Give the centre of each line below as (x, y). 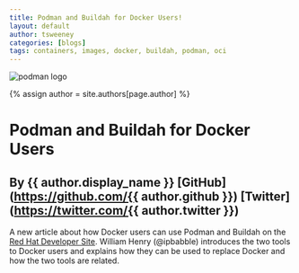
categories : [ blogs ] (48, 43)
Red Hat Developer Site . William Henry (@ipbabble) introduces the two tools (150, 242)
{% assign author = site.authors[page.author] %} (100, 94)
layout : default (40, 26)
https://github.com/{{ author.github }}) (125, 196)
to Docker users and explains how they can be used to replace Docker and (147, 251)
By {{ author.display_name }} (92, 182)
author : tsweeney (42, 34)
